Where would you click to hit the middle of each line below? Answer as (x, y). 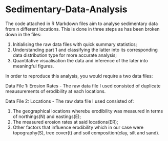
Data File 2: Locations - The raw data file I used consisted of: (70, 101)
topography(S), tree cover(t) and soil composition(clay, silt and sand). (86, 133)
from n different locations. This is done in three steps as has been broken (82, 29)
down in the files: (24, 34)
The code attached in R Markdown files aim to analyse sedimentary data (82, 24)
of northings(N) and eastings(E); (47, 116)
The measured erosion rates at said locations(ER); (66, 122)
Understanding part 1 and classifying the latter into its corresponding (85, 50)
